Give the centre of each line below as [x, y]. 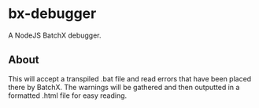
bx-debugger [52, 14]
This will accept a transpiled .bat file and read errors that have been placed [130, 78]
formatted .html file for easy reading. [68, 95]
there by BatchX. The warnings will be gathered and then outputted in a [124, 87]
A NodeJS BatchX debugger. [55, 35]
